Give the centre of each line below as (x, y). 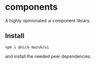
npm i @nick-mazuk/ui (27, 47)
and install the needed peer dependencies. (48, 56)
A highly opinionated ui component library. (48, 21)
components (31, 7)
